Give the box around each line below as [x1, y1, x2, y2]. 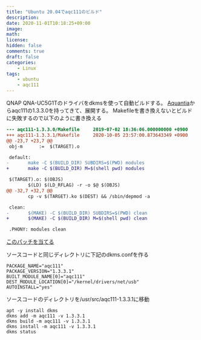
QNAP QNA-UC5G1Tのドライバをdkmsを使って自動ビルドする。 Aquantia [6, 99, 190, 106]
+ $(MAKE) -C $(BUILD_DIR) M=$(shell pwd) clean [6, 215, 148, 221]
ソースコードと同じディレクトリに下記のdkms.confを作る [6, 251, 150, 258]
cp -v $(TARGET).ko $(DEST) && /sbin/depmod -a [28, 193, 150, 200]
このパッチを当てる [6, 238, 54, 246]
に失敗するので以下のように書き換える [6, 114, 102, 122]
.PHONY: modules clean [8, 226, 67, 233]
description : [6, 15, 39, 21]
